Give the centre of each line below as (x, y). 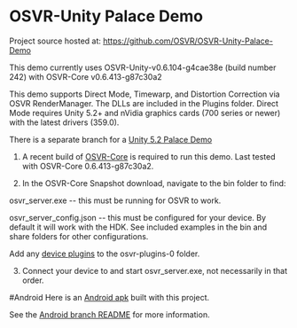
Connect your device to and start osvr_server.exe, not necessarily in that (155, 270)
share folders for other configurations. (79, 236)
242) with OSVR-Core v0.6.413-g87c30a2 (86, 76)
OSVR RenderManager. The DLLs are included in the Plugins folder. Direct (144, 103)
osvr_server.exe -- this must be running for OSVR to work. (115, 200)
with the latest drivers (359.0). (64, 122)
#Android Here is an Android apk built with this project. (109, 297)
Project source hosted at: (55, 41)
